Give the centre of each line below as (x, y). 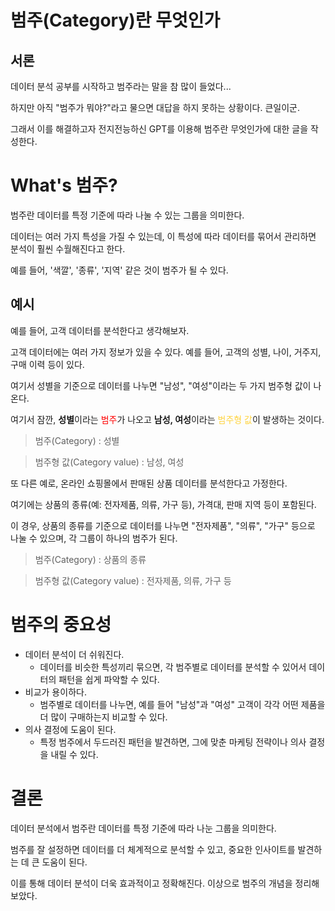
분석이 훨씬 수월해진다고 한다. (68, 248)
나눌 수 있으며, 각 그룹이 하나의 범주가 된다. (94, 538)
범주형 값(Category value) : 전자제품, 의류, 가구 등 (133, 580)
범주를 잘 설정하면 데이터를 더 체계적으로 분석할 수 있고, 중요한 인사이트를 (153, 849)
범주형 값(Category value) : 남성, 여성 (109, 462)
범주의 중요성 (61, 624)
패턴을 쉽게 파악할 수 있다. (109, 679)
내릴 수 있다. (74, 754)
